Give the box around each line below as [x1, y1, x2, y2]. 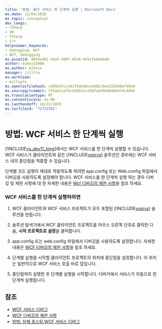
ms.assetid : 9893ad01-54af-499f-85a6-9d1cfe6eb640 [5, 57, 109, 62]
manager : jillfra [5, 70, 40, 75]
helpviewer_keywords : [5, 43, 49, 48]
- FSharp [5, 34, 23, 39]
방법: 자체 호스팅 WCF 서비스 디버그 [12, 318, 80, 324]
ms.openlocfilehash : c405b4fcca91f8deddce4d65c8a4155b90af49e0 [5, 83, 135, 89]
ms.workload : [5, 75, 31, 80]
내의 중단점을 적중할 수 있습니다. [10, 158, 71, 164]
